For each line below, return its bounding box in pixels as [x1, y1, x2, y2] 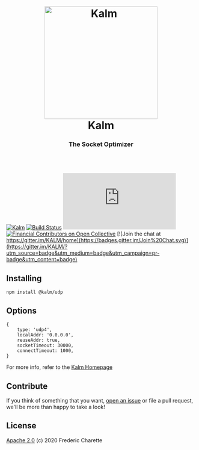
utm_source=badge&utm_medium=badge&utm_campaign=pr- [6, 249, 160, 257]
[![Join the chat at [117, 230, 161, 237]
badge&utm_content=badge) [6, 256, 78, 263]
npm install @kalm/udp [6, 289, 63, 296]
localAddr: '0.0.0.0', [17, 332, 74, 338]
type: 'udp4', [17, 327, 52, 333]
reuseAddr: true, [17, 337, 61, 344]
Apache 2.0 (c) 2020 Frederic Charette [6, 436, 103, 444]
